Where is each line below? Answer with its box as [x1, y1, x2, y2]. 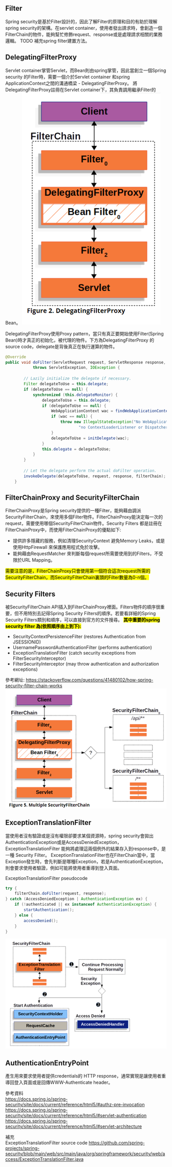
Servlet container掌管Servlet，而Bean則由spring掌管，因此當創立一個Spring [5, 67, 166, 74]
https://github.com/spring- [89, 1140, 145, 1146]
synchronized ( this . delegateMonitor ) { [32, 392, 118, 398]
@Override [5, 354, 27, 360]
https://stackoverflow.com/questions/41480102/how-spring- [25, 677, 154, 683]
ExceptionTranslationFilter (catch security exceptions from [12, 650, 136, 656]
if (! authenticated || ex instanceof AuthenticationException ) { [14, 902, 157, 907]
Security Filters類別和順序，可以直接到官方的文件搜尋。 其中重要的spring [5, 617, 160, 623]
